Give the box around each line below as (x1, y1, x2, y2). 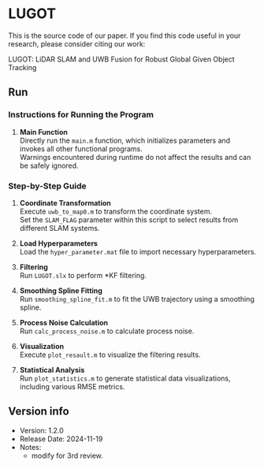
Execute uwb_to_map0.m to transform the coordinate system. (19, 206, 213, 216)
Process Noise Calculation (19, 318, 109, 327)
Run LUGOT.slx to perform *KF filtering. (19, 270, 147, 280)
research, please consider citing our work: (8, 39, 146, 48)
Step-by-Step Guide (8, 180, 87, 191)
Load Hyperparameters (19, 238, 99, 248)
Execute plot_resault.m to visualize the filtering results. (19, 350, 201, 359)
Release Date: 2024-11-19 (19, 434, 103, 444)
